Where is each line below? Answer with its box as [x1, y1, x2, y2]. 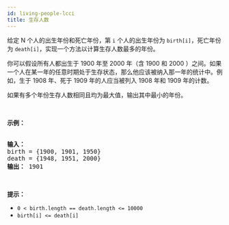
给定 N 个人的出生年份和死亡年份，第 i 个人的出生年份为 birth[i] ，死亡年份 [7, 36, 221, 44]
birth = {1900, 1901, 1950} [7, 148, 101, 155]
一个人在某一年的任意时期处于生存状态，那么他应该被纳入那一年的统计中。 [7, 68, 217, 76]
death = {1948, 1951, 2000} [7, 155, 101, 162]
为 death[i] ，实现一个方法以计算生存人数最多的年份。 [7, 44, 159, 53]
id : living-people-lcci [7, 10, 75, 17]
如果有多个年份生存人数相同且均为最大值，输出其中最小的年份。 [7, 90, 187, 99]
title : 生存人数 [7, 16, 49, 23]
